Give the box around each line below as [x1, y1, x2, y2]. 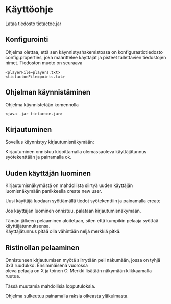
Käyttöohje [5, 4, 54, 15]
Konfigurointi [5, 35, 48, 44]
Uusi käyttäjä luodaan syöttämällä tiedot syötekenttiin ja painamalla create [5, 198, 161, 204]
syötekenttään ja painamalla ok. [5, 154, 72, 160]
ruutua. [5, 273, 20, 279]
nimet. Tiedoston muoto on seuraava [5, 60, 83, 66]
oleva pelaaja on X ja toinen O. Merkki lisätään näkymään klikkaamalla [5, 268, 152, 274]
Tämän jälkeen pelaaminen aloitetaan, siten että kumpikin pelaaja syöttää [5, 218, 159, 224]
